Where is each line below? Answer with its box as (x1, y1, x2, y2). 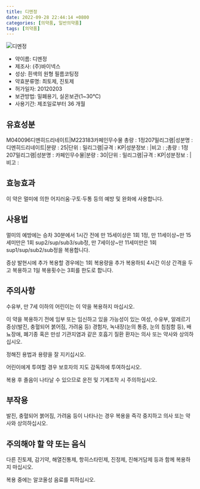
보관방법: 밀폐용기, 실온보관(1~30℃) (14, 93, 101, 100)
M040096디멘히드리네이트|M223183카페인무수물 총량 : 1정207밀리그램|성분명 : (6, 136, 193, 144)
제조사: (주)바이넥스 (14, 63, 61, 70)
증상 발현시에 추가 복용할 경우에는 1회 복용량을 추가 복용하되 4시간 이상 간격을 (6, 259, 187, 266)
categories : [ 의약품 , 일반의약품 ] (6, 20, 82, 26)
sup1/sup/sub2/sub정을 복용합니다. (6, 246, 90, 253)
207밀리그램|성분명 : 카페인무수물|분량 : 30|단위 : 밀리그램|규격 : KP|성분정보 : (6, 151, 189, 159)
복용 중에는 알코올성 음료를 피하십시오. (6, 476, 96, 484)
